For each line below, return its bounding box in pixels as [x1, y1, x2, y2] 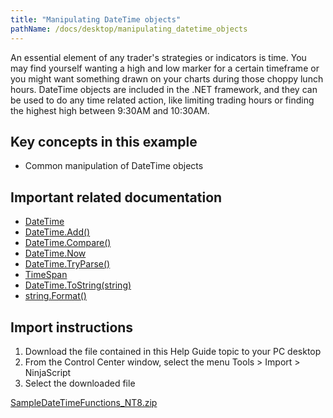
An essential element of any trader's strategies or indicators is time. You [10, 51, 307, 63]
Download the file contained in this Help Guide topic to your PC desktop [24, 345, 322, 357]
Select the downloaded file [24, 377, 136, 389]
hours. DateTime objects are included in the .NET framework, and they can [10, 83, 318, 95]
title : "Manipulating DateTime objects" [10, 14, 182, 25]
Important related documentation [10, 189, 223, 206]
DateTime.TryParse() [24, 258, 111, 270]
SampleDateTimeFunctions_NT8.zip [10, 396, 158, 408]
